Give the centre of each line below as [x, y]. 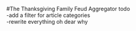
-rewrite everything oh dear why [47, 22]
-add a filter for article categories [48, 15]
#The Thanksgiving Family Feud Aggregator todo [68, 9]
